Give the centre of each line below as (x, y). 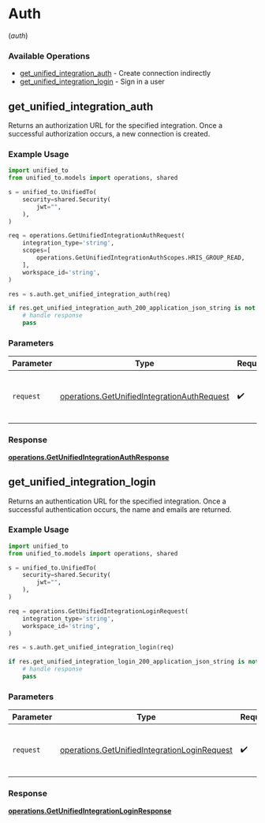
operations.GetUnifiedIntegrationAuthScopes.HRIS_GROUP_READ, (141, 258)
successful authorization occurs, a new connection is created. (109, 134)
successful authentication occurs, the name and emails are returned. (120, 509)
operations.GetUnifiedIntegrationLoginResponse (90, 810)
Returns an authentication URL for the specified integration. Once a (117, 501)
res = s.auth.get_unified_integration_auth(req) (90, 294)
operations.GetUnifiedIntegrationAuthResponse (89, 457)
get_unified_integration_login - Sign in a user (92, 82)
